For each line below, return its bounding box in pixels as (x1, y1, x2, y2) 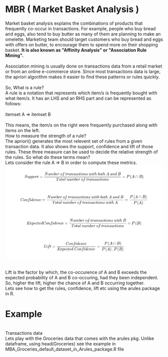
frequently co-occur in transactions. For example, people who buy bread (5, 25, 156, 31)
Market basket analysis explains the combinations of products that (5, 20, 143, 26)
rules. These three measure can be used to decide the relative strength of (5, 149, 158, 155)
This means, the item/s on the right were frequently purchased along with (5, 122, 157, 128)
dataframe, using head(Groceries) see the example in (5, 341, 116, 347)
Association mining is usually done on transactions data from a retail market (5, 63, 162, 69)
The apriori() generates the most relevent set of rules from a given (5, 138, 142, 144)
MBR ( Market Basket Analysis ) (5, 4, 139, 15)
